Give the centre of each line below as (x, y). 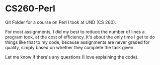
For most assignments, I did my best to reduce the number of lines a (75, 32)
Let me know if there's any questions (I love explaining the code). (72, 57)
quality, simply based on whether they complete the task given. (70, 47)
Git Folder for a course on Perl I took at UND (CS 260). (61, 22)
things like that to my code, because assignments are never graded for (78, 42)
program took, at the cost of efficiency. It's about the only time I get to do (80, 37)
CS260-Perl (30, 9)
